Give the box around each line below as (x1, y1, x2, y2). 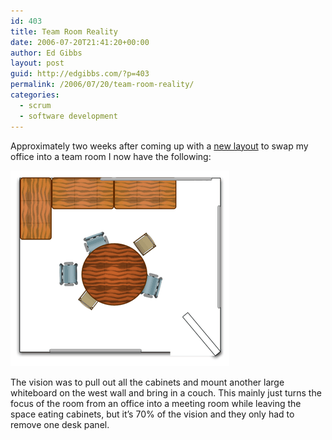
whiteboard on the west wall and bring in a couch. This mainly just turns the (10, 386, 322, 399)
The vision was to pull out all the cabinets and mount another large (10, 376, 285, 388)
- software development (19, 111, 118, 121)
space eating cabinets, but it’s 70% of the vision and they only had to (10, 408, 295, 420)
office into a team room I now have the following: (10, 150, 212, 162)
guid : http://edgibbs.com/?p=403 (10, 69, 150, 79)
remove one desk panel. (10, 418, 110, 430)
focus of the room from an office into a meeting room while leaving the (10, 397, 302, 409)
